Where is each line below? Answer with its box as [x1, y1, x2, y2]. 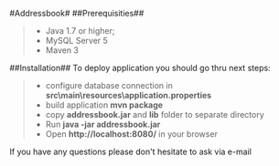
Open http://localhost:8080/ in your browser [45, 129, 218, 140]
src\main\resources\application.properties [45, 90, 212, 100]
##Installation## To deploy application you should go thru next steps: [9, 63, 272, 73]
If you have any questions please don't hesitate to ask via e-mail [9, 146, 252, 157]
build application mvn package [45, 99, 163, 110]
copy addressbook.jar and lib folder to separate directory [45, 109, 265, 119]
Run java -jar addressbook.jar [45, 119, 161, 130]
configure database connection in [45, 80, 174, 90]
